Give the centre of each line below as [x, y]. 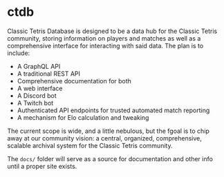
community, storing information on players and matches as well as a [104, 38]
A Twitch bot [35, 103]
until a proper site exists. [42, 166]
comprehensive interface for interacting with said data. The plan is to [105, 45]
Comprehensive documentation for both [74, 81]
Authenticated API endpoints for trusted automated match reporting [113, 110]
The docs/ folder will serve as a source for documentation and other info [110, 158]
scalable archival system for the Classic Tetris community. [90, 145]
